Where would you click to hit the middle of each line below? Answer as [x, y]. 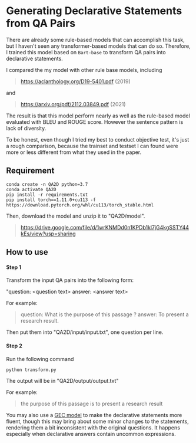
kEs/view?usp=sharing [48, 234]
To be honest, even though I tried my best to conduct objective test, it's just [98, 139]
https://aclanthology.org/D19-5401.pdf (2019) [75, 81]
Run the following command [40, 359]
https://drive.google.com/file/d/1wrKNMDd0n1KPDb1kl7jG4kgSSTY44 [105, 227]
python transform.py [31, 370]
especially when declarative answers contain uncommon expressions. [91, 434]
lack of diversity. [26, 128]
